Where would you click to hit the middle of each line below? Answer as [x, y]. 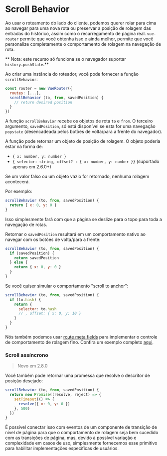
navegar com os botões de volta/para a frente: [53, 239]
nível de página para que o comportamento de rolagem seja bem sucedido [82, 433]
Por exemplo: [19, 191]
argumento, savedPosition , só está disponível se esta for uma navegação [80, 126]
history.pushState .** [27, 64]
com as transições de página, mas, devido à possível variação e [71, 438]
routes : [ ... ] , [25, 93]
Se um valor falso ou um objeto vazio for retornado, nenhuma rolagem [77, 176]
